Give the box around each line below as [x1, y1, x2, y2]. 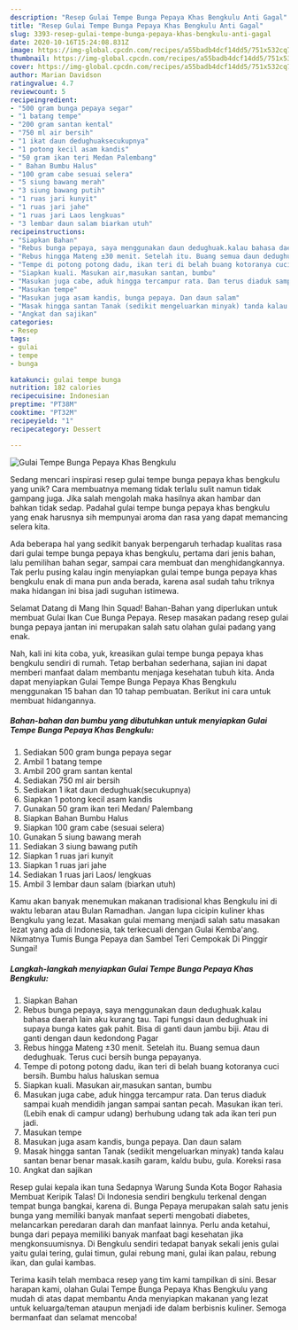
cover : [10, 63, 34, 72]
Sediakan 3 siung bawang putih [22, 841, 138, 852]
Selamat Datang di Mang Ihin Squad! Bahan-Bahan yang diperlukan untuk [10, 602, 278, 613]
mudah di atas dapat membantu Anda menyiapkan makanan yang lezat [10, 1294, 269, 1304]
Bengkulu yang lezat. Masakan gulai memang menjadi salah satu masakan [10, 915, 280, 926]
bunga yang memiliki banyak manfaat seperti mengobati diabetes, [10, 1210, 250, 1221]
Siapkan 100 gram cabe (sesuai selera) [22, 822, 165, 833]
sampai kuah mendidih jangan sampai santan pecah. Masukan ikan [22, 1099, 268, 1109]
